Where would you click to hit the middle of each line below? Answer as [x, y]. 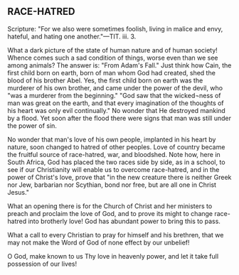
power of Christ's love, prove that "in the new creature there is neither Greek [119, 177]
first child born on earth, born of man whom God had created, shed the [111, 72]
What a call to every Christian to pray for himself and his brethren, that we [116, 234]
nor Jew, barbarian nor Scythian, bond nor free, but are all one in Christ [112, 185]
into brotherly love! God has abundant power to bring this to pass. [124, 221]
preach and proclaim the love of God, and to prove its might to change [110, 213]
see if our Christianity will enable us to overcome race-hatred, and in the [113, 169]
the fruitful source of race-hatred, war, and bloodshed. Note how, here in [114, 154]
